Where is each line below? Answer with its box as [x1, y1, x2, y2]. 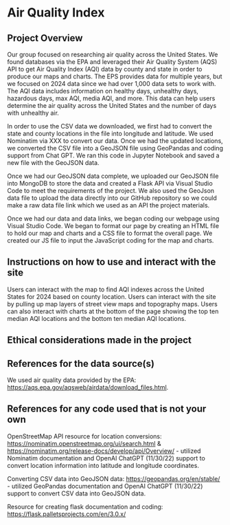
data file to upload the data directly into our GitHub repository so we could [7, 194, 218, 202]
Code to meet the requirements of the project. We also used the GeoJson [7, 187, 215, 194]
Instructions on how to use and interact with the [7, 256, 216, 268]
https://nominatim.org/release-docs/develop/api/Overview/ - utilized [7, 447, 201, 455]
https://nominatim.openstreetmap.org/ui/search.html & [7, 439, 161, 447]
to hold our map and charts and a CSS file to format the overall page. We [7, 229, 213, 237]
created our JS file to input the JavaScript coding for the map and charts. [7, 236, 214, 245]
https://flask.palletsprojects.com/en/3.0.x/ [7, 510, 126, 518]
